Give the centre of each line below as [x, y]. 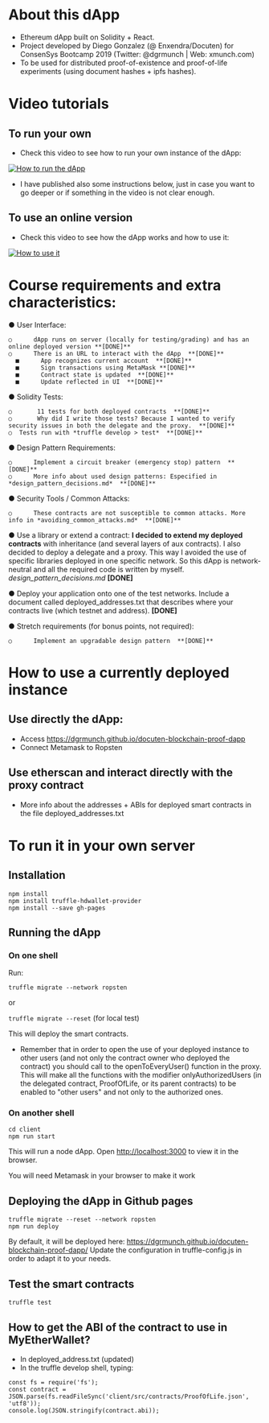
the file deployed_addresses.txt [72, 813]
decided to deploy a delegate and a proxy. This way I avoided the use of [128, 552]
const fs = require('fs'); [53, 1382]
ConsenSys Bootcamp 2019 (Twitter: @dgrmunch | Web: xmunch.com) [137, 54]
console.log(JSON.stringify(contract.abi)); [84, 1410]
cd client [25, 1130]
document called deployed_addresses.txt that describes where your [121, 602]
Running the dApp [55, 932]
